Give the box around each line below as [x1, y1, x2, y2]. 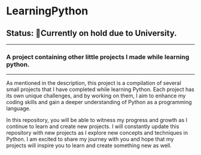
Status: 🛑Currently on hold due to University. [6, 28, 178, 38]
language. [6, 105, 31, 112]
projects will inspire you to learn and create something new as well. [6, 142, 172, 149]
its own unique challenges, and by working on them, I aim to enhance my [6, 92, 186, 99]
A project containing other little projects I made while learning [6, 53, 190, 61]
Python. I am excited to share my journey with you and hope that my [6, 136, 174, 143]
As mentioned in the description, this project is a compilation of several [6, 80, 181, 87]
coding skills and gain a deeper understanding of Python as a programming [6, 99, 193, 106]
